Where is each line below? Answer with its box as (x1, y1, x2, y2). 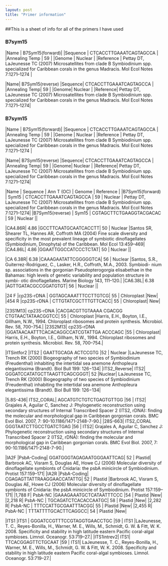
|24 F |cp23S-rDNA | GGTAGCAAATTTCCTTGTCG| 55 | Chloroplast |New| (5, 293, 158, 299)
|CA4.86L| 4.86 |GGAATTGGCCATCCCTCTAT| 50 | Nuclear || (5, 247, 131, 253)
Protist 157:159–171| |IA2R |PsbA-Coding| (5, 471, 89, 477)
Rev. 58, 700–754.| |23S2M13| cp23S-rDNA (5, 324, 95, 330)
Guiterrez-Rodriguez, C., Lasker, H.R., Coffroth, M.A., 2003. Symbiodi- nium (5, 262, 162, 268)
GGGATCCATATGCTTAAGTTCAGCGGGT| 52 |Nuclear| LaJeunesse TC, (5, 371, 152, 377)
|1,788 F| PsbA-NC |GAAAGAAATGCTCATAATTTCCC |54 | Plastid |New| (14, 492, 162, 498)
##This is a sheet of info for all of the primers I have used (5, 26, 124, 32)
